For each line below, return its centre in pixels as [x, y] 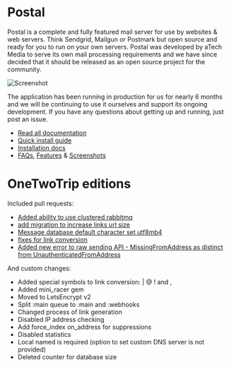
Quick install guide [45, 140]
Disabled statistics [44, 334]
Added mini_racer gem [51, 289]
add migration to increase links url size [74, 224]
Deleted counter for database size [67, 356]
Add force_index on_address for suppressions [84, 327]
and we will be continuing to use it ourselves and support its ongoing [107, 104]
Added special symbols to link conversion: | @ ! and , [95, 282]
